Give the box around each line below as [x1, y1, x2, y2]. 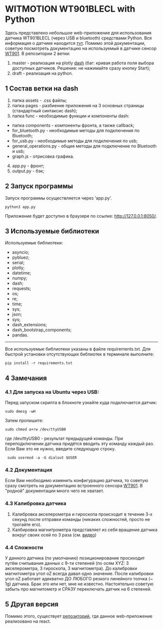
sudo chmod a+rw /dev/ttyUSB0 [5, 427, 66, 432]
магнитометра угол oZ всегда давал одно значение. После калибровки [5, 571, 154, 576]
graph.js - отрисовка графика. [12, 153, 74, 159]
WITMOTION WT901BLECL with [5, 3, 136, 15]
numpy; [12, 275, 28, 281]
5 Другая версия [5, 600, 59, 609]
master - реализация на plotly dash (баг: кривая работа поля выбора [12, 60, 154, 66]
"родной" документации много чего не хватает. [5, 488, 104, 494]
